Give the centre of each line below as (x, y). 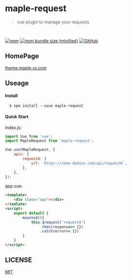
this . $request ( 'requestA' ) (58, 222)
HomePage (22, 56)
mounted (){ (33, 218)
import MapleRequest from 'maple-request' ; (50, 141)
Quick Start (17, 116)
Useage (17, 83)
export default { (31, 213)
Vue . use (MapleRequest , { (30, 150)
